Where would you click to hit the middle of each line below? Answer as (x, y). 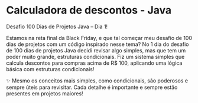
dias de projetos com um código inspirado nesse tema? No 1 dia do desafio (98, 44)
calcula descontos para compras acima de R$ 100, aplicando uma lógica (94, 63)
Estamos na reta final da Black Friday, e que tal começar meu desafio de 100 (99, 38)
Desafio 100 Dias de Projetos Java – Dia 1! (57, 26)
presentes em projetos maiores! (45, 93)
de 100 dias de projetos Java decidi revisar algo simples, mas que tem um (96, 50)
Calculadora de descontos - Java (89, 10)
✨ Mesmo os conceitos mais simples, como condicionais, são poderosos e (97, 81)
